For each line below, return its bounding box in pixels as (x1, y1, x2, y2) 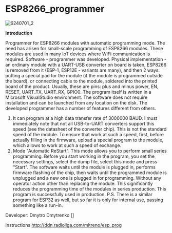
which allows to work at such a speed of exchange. (12, 142, 122, 149)
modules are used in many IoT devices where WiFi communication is (5, 51, 150, 57)
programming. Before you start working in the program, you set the (12, 153, 155, 159)
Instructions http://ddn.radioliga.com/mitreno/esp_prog (5, 222, 122, 228)
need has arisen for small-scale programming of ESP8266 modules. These (5, 45, 163, 51)
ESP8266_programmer (5, 3, 105, 15)
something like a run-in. (12, 202, 63, 208)
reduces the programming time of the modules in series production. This (12, 185, 166, 192)
